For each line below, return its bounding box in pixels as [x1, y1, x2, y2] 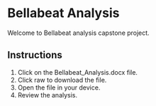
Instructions [7, 49, 62, 61]
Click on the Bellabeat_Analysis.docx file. [17, 68, 138, 76]
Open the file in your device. [17, 83, 101, 92]
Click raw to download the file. [17, 75, 107, 84]
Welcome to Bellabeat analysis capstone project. [7, 28, 150, 37]
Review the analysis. [17, 90, 78, 99]
